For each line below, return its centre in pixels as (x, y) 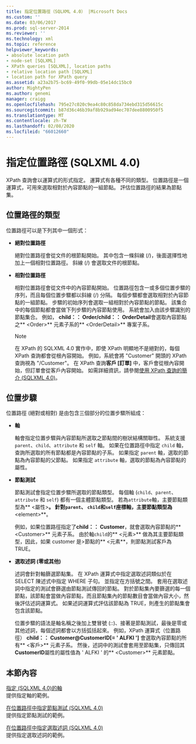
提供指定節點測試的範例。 (37, 715)
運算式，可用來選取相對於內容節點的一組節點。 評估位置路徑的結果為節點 (94, 187)
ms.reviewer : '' (26, 33)
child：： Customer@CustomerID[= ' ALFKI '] (82, 638)
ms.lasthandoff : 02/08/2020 (40, 126)
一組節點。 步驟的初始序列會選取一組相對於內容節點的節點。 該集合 (106, 302)
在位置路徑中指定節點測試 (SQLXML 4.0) (55, 708)
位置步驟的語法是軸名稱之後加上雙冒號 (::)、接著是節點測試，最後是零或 (101, 623)
